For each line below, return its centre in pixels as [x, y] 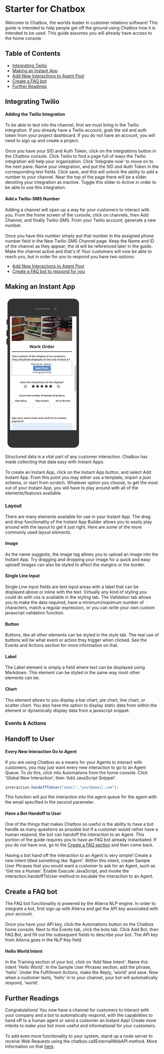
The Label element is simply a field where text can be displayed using [75, 667]
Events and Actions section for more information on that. [62, 645]
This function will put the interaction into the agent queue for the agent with [81, 797]
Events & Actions [26, 723]
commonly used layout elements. [38, 532]
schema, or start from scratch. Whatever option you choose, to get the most [82, 483]
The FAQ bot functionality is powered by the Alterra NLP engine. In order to [81, 904]
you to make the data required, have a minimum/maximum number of [74, 602]
